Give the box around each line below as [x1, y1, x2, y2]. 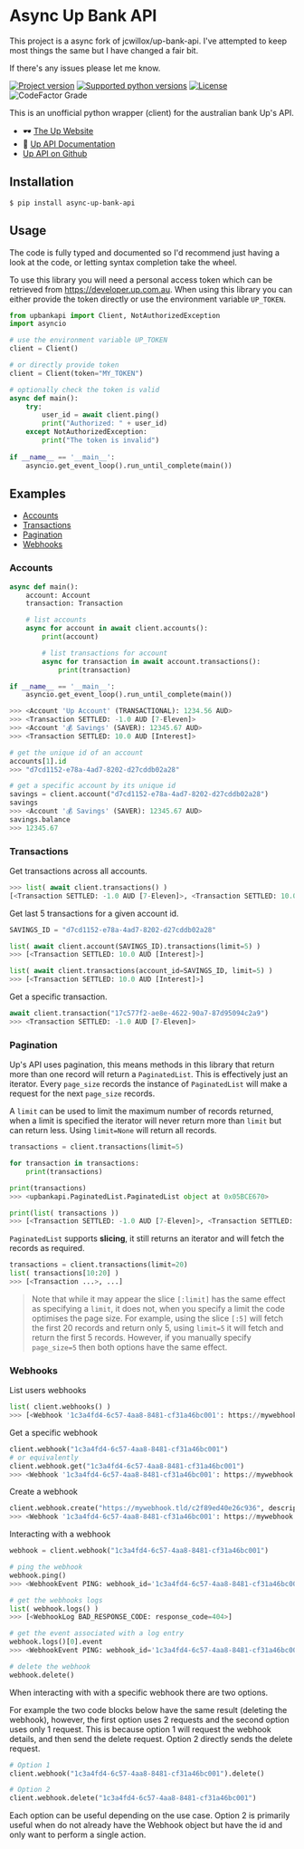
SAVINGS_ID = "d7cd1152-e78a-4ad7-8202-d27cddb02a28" [9, 925, 217, 934]
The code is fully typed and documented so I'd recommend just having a [9, 246, 280, 258]
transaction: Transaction [25, 599, 124, 608]
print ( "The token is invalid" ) [42, 436, 160, 445]
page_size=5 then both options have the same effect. [31, 1342, 228, 1353]
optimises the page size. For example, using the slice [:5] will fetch [31, 1313, 283, 1324]
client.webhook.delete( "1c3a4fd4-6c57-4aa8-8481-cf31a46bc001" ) [9, 1794, 257, 1803]
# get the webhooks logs [9, 1595, 103, 1604]
